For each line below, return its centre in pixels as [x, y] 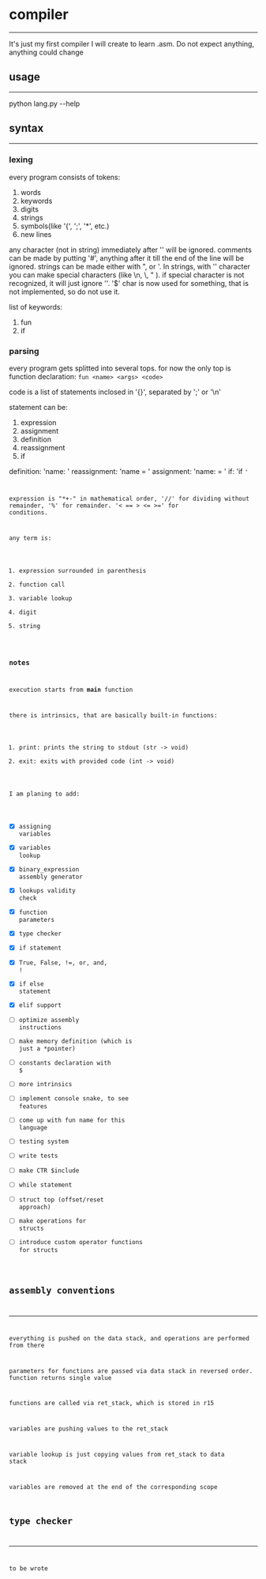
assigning [35, 827]
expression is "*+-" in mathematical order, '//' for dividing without [129, 499]
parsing [24, 351]
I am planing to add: [45, 794]
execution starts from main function [71, 690]
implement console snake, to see [74, 1099]
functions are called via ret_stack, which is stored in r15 [112, 1404]
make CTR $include [49, 1171]
